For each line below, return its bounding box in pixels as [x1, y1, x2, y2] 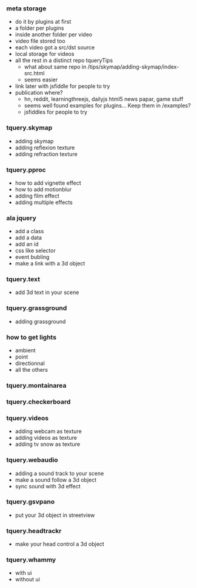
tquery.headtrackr [6, 527, 62, 535]
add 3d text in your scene [15, 289, 79, 296]
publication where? [15, 89, 63, 97]
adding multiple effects [15, 199, 73, 206]
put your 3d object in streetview [15, 511, 95, 519]
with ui [15, 569, 32, 576]
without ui [15, 576, 41, 583]
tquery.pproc [6, 165, 47, 174]
